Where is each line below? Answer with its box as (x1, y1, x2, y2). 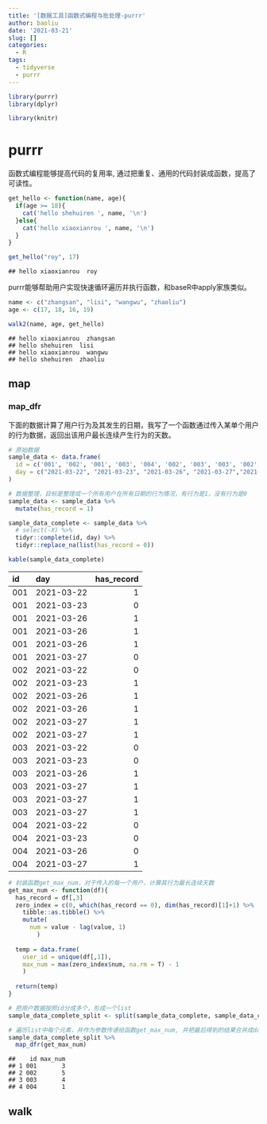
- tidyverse (15, 64, 56, 72)
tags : (8, 57, 26, 64)
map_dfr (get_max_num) (15, 1040, 87, 1049)
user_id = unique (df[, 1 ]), (22, 953, 112, 961)
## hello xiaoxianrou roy (8, 267, 98, 275)
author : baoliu (8, 19, 59, 27)
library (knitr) (8, 115, 59, 123)
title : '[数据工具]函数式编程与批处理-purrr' (8, 11, 146, 20)
